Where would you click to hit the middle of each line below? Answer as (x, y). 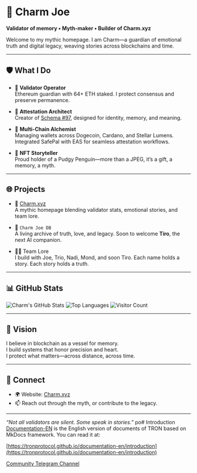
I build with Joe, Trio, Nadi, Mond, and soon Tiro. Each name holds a (97, 257)
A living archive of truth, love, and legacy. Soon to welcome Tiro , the (97, 234)
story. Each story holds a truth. (52, 263)
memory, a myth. (35, 165)
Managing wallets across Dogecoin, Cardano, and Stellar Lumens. (94, 135)
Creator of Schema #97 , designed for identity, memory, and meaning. (98, 117)
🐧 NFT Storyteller (36, 153)
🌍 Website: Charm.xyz (42, 394)
